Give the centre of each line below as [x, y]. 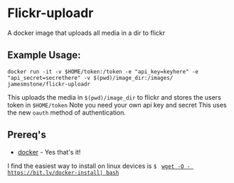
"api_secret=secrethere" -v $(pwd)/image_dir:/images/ [90, 78]
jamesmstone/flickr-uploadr [49, 84]
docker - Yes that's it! [49, 152]
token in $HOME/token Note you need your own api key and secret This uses [117, 105]
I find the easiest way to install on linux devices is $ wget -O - [99, 166]
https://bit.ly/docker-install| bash [63, 172]
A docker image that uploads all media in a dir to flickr [86, 33]
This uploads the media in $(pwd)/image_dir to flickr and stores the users [115, 97]
